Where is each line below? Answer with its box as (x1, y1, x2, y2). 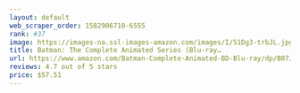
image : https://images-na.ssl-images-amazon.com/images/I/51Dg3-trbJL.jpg (9, 37, 294, 47)
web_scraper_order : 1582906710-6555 (9, 21, 146, 30)
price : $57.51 (9, 71, 62, 80)
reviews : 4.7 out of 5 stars (9, 63, 118, 72)
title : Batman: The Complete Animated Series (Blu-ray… (9, 46, 221, 55)
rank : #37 (9, 29, 46, 38)
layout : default (9, 12, 70, 22)
